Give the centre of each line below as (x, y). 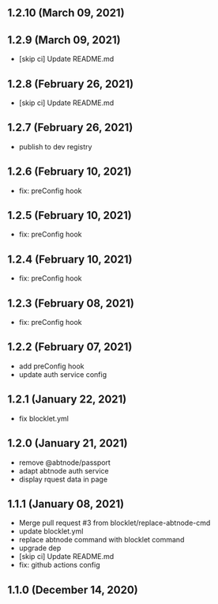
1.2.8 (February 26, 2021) (71, 83)
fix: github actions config (59, 565)
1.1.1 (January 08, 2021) (66, 504)
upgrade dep (40, 548)
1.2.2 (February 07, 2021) (70, 347)
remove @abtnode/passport (65, 462)
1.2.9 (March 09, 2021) (64, 40)
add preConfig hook (51, 366)
